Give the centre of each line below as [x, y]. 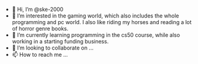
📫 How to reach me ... [40, 55]
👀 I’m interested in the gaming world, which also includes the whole [95, 16]
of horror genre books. [40, 28]
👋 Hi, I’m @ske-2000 [38, 9]
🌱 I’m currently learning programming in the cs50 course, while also [96, 35]
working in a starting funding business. [60, 41]
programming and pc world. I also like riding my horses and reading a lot [102, 22]
